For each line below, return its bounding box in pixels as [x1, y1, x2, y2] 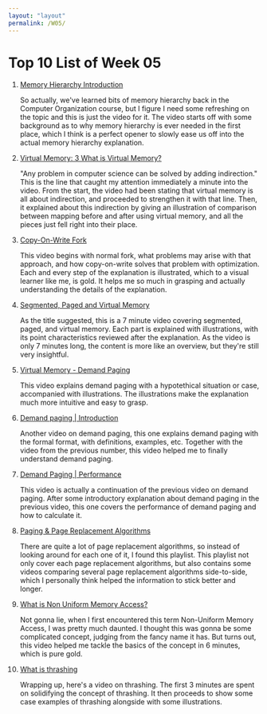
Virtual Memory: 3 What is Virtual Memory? [19, 154, 162, 163]
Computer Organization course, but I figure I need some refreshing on [19, 104, 249, 114]
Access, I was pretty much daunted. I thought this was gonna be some [19, 624, 252, 633]
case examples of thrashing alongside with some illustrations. [19, 697, 223, 707]
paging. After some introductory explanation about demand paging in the [19, 493, 260, 504]
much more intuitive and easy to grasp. [19, 397, 149, 408]
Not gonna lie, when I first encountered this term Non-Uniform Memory [19, 615, 254, 624]
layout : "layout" [8, 11, 66, 20]
